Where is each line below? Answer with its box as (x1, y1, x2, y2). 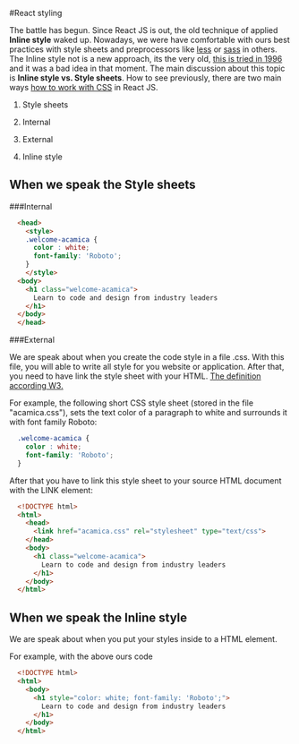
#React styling (9, 8, 63, 18)
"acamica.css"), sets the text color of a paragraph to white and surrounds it (9, 407, 288, 418)
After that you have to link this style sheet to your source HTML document (9, 475, 282, 486)
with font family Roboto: (9, 416, 98, 428)
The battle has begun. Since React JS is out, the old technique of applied (9, 25, 278, 35)
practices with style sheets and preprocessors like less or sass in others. (9, 44, 278, 55)
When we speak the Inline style (9, 610, 188, 625)
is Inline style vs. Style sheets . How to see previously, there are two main (9, 73, 282, 83)
